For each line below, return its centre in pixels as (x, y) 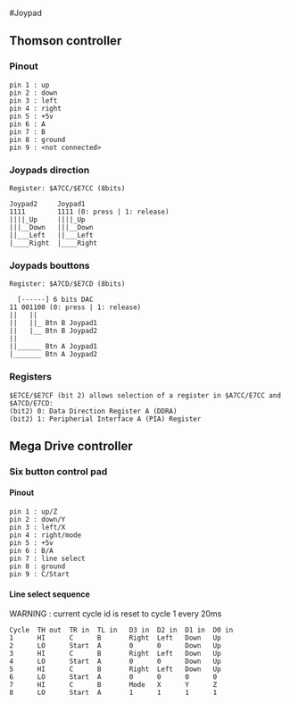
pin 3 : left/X (37, 528)
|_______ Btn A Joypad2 (54, 355)
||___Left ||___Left (51, 235)
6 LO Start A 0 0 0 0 (113, 677)
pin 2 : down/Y (37, 520)
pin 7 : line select (48, 559)
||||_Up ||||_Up (48, 219)
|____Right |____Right (54, 243)
